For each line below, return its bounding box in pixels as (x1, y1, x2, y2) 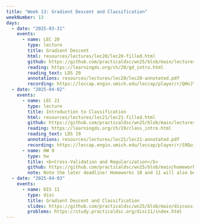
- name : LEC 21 (21, 97, 60, 103)
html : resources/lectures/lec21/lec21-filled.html (27, 114, 156, 120)
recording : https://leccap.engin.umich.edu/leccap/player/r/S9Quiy (27, 142, 198, 148)
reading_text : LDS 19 (27, 131, 82, 137)
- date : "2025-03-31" (11, 25, 65, 32)
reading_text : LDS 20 (27, 70, 82, 76)
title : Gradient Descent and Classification (27, 198, 140, 204)
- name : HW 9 (21, 148, 55, 154)
